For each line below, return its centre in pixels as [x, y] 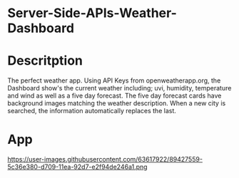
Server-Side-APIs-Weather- [92, 13]
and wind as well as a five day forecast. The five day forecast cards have [115, 96]
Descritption [45, 61]
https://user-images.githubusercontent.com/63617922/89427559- [105, 159]
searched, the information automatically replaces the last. [92, 111]
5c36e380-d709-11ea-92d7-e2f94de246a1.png [77, 167]
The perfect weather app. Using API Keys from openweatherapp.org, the [114, 80]
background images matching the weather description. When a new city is [117, 103]
